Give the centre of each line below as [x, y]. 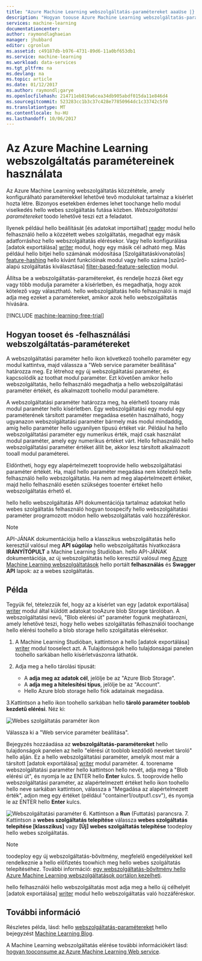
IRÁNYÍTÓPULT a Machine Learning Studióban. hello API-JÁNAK [87, 552]
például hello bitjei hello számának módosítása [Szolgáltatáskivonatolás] [96, 254]
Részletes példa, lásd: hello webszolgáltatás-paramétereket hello [87, 927]
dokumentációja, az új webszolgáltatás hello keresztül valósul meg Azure [97, 558]
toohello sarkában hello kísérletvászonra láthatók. [76, 654]
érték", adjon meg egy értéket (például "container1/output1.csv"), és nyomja [100, 795]
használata [35, 174]
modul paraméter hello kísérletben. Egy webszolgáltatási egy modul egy [96, 409]
